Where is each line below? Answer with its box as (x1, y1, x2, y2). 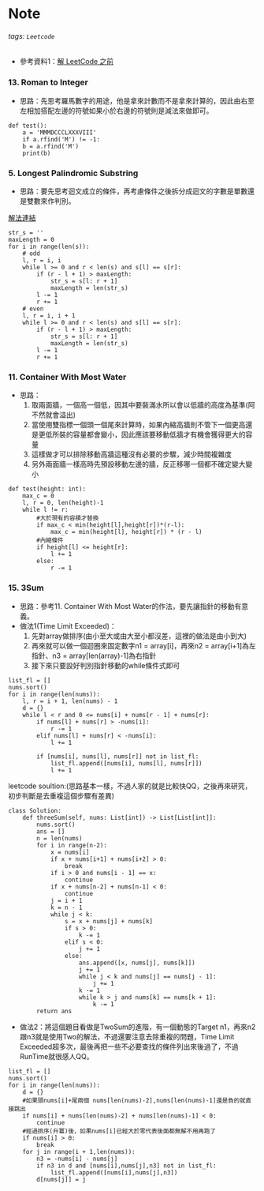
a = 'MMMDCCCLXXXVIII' (22, 128, 97, 137)
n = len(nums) (36, 834, 83, 842)
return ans (36, 1007, 73, 1015)
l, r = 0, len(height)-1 (22, 499, 104, 507)
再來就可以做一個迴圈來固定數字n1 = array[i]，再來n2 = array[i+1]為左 (31, 641, 256, 650)
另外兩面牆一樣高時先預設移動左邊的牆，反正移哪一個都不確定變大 (31, 460, 246, 469)
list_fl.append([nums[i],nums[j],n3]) (50, 1168, 178, 1177)
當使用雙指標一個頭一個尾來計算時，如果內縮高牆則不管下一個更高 (31, 420, 246, 430)
